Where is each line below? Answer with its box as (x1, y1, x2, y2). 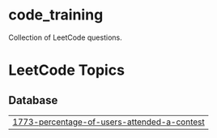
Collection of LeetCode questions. (8, 32, 123, 42)
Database (8, 93, 58, 107)
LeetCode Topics (8, 61, 126, 80)
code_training (8, 6, 104, 24)
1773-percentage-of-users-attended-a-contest (12, 116, 205, 127)
